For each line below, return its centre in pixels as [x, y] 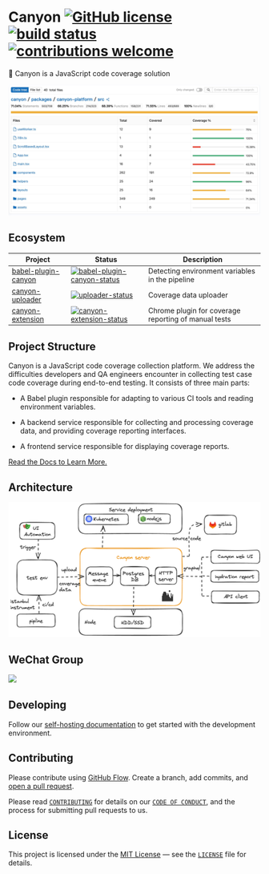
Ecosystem [37, 238]
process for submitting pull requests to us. [78, 810]
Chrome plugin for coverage [194, 310]
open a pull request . [41, 786]
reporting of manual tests [189, 319]
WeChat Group [46, 660]
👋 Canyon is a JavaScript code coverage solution [89, 73]
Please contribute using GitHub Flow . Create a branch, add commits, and [128, 777]
